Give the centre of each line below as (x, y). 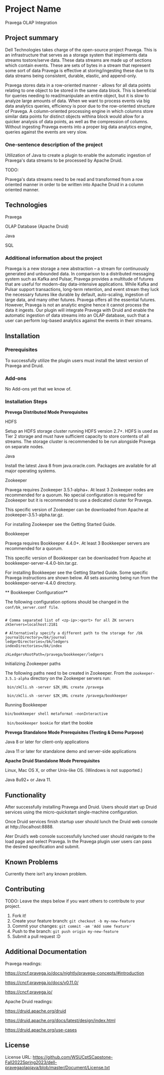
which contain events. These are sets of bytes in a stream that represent (78, 65)
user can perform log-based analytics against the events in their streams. (79, 321)
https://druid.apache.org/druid (36, 1011)
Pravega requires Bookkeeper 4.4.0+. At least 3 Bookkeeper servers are (77, 543)
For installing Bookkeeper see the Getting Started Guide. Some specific (77, 572)
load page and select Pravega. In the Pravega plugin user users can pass (79, 841)
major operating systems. (31, 471)
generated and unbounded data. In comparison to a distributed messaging (80, 274)
